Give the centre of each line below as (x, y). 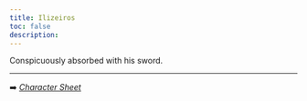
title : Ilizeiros (42, 18)
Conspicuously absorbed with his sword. (86, 61)
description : (34, 35)
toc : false (30, 26)
